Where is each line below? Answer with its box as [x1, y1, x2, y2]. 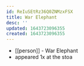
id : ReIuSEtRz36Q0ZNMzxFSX [6, 8, 73, 15]
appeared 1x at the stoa [14, 54, 73, 61]
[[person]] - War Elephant [14, 47, 79, 54]
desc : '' [6, 20, 28, 26]
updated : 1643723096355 [6, 25, 66, 32]
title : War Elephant [6, 14, 58, 20]
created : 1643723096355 [6, 31, 66, 37]
